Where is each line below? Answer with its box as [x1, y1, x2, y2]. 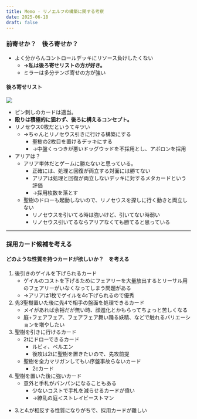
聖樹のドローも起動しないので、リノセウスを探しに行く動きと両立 [23, 196, 183, 203]
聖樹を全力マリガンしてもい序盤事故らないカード [23, 358, 142, 365]
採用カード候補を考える [6, 240, 72, 248]
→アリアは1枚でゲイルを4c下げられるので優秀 [23, 292, 135, 299]
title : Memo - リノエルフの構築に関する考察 [6, 8, 104, 15]
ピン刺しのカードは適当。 [14, 108, 77, 115]
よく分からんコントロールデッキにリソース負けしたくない [14, 54, 154, 62]
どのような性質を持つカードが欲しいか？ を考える [6, 256, 130, 263]
